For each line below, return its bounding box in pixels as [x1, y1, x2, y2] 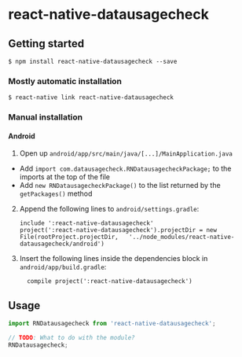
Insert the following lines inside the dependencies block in [19, 254, 208, 263]
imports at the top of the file [19, 172, 110, 182]
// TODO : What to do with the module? [8, 334, 135, 342]
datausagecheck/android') [19, 240, 104, 248]
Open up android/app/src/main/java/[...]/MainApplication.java [19, 149, 233, 158]
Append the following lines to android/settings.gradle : [19, 204, 200, 214]
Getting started [8, 37, 85, 50]
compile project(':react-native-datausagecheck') [27, 278, 192, 285]
